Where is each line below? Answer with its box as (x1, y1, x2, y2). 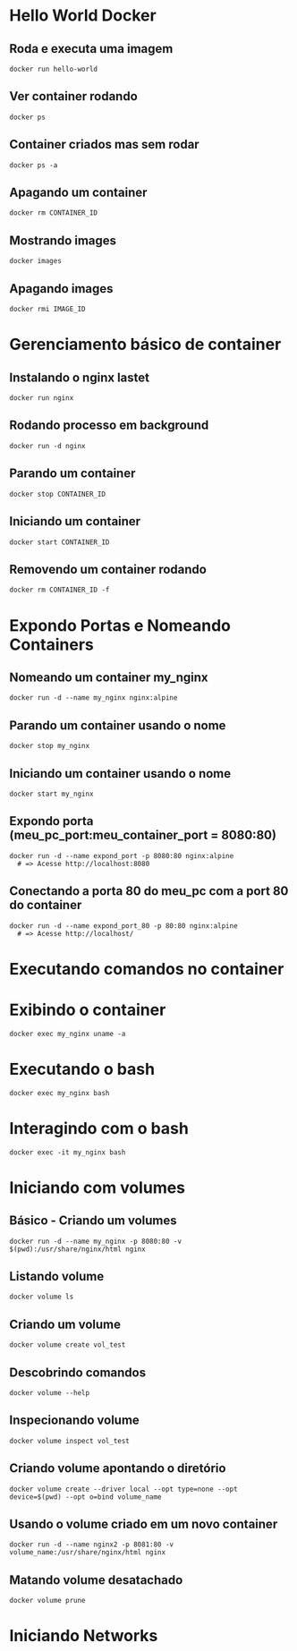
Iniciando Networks (9, 1626, 158, 1647)
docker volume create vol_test (9, 1340, 126, 1349)
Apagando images (9, 281, 114, 296)
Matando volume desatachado (9, 1572, 183, 1587)
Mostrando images (9, 233, 117, 248)
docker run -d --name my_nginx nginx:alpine (9, 694, 178, 702)
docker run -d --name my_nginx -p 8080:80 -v (9, 1237, 182, 1246)
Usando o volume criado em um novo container (9, 1517, 278, 1532)
